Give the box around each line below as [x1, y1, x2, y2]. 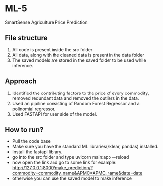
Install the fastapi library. [12, 149, 63, 155]
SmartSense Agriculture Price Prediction [5, 19, 88, 25]
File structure [5, 34, 48, 42]
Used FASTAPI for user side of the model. [12, 111, 98, 117]
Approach [5, 77, 37, 86]
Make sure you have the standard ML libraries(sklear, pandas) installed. [12, 144, 159, 150]
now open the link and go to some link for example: [12, 159, 117, 166]
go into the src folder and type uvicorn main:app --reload [12, 154, 129, 160]
